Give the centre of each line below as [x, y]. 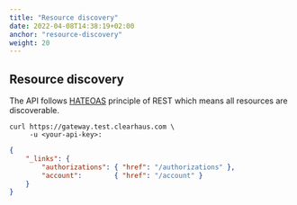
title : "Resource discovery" [64, 18]
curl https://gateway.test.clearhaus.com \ [92, 127]
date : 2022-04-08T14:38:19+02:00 [72, 26]
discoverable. [35, 111]
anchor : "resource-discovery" [66, 34]
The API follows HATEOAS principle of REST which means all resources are [148, 101]
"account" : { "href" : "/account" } [122, 175]
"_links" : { [48, 158]
